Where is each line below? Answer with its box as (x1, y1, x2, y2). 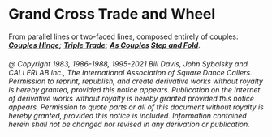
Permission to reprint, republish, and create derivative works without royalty (8, 76, 264, 86)
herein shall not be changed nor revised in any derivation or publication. (8, 119, 250, 129)
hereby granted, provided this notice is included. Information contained (8, 110, 248, 120)
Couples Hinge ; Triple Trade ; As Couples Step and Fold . (8, 40, 201, 49)
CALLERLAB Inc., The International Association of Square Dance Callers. (8, 67, 253, 77)
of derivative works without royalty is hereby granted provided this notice (8, 93, 254, 103)
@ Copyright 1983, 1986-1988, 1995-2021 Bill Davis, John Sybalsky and (8, 58, 248, 69)
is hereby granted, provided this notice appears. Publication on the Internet (8, 84, 261, 94)
